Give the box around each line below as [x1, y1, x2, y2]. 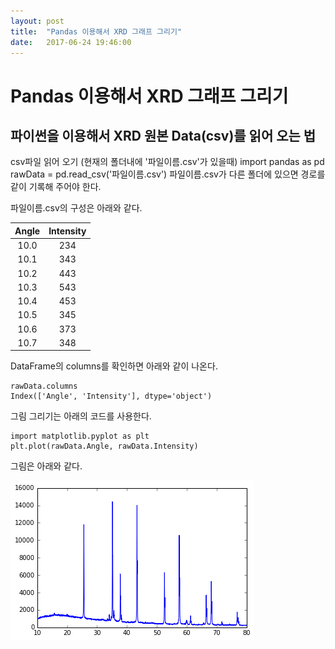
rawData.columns [10, 381, 78, 392]
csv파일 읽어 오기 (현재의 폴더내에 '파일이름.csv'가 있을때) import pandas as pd [10, 156, 325, 168]
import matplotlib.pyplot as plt [10, 431, 150, 442]
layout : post [10, 16, 65, 26]
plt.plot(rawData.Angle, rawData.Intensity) [10, 441, 199, 452]
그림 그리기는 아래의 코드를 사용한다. [10, 410, 152, 422]
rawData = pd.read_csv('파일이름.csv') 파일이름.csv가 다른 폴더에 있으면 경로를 [10, 168, 326, 180]
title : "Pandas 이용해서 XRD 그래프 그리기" [10, 26, 183, 37]
